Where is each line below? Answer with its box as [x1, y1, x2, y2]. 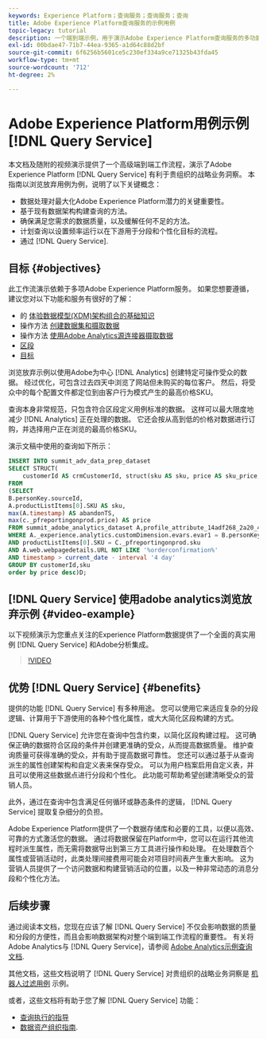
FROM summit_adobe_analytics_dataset [8, 524, 133, 532]
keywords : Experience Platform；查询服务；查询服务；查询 [8, 11, 189, 20]
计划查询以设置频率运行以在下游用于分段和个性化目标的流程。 [19, 226, 222, 236]
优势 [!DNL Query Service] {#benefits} [8, 681, 201, 694]
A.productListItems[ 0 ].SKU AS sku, [8, 502, 126, 510]
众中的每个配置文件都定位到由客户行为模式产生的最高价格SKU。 [8, 388, 218, 397]
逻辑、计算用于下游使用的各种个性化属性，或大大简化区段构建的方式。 [8, 713, 238, 723]
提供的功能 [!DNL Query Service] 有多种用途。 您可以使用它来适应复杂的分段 [8, 704, 259, 713]
